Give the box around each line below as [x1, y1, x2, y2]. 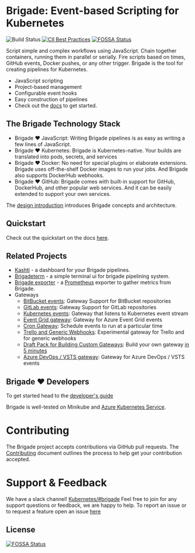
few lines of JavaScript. [14, 140, 72, 147]
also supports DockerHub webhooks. [14, 171, 105, 179]
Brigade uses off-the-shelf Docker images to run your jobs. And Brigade [14, 165, 189, 172]
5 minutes [23, 347, 48, 354]
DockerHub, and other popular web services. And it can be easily [14, 184, 172, 191]
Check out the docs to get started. [14, 102, 97, 109]
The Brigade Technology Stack [6, 119, 121, 129]
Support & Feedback [6, 476, 107, 489]
